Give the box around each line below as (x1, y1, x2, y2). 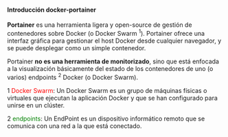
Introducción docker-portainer (7, 6, 96, 14)
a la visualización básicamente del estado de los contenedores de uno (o (7, 64, 214, 72)
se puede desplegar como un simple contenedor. (7, 43, 146, 52)
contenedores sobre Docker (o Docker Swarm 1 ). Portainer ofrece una (7, 28, 205, 37)
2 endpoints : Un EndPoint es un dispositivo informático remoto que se (7, 114, 205, 123)
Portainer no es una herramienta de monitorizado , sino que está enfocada (7, 57, 220, 65)
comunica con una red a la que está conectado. (7, 121, 142, 130)
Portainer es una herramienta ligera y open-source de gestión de (7, 21, 192, 29)
